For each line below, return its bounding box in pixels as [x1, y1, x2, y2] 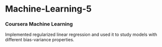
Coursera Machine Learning [5, 21, 73, 28]
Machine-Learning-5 [5, 3, 92, 15]
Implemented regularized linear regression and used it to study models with [5, 31, 158, 37]
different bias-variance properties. [5, 37, 74, 43]
